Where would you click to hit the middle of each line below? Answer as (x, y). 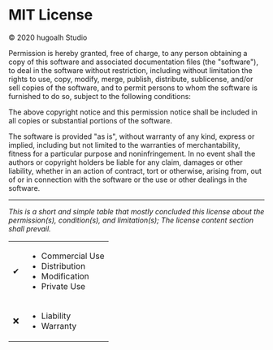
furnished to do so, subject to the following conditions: (100, 96)
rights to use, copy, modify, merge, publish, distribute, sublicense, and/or (131, 79)
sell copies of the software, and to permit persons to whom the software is (133, 88)
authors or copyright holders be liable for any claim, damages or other (126, 162)
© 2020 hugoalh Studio (48, 37)
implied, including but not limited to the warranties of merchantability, (125, 145)
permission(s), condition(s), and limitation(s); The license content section (131, 220)
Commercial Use (73, 256)
